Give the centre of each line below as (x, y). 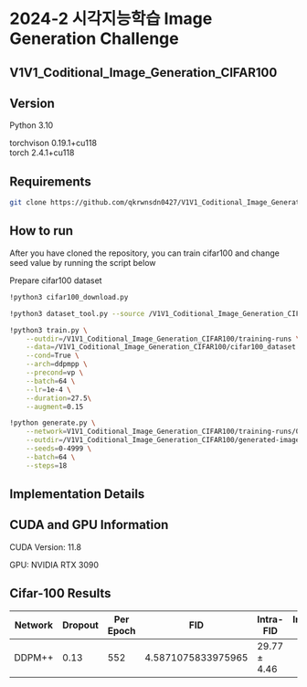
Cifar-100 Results (60, 593)
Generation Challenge (95, 39)
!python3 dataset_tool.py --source (77, 313)
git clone (28, 203)
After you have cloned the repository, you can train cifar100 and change (145, 253)
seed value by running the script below (83, 262)
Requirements (50, 181)
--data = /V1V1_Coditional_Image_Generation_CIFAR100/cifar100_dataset (161, 347)
